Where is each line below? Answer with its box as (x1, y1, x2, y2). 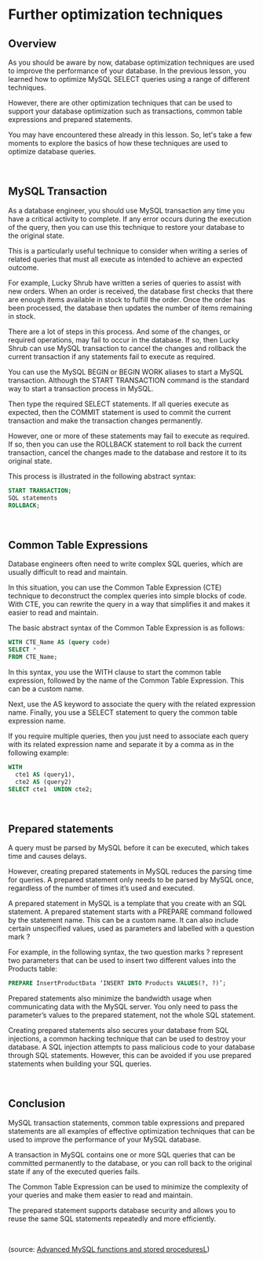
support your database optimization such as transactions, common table (8, 106, 243, 116)
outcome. (8, 262, 39, 272)
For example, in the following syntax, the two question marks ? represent (8, 947, 243, 957)
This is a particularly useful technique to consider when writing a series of (8, 246, 248, 255)
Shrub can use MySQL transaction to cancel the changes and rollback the (8, 343, 247, 353)
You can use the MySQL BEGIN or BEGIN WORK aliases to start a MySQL (8, 367, 244, 376)
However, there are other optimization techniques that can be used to (8, 98, 233, 107)
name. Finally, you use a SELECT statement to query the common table (8, 707, 238, 717)
